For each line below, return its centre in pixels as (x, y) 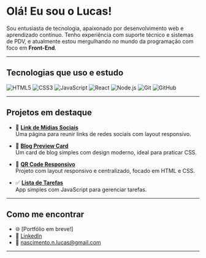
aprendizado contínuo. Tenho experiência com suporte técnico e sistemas (100, 34)
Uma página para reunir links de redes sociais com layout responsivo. (103, 134)
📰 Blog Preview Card (42, 146)
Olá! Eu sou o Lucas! (59, 11)
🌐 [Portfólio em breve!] (44, 229)
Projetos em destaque (49, 112)
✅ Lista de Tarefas (39, 183)
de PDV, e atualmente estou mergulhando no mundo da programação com (100, 41)
